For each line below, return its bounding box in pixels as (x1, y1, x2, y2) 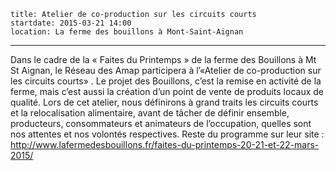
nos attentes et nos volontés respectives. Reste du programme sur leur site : (10, 128, 325, 140)
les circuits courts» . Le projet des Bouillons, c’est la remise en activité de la (10, 75, 322, 87)
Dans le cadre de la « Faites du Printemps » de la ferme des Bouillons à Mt (10, 54, 317, 65)
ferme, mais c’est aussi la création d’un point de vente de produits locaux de (10, 86, 324, 97)
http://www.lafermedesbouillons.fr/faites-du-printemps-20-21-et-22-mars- (10, 139, 320, 150)
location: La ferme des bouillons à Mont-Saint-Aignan (10, 27, 244, 37)
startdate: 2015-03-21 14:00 (10, 18, 132, 28)
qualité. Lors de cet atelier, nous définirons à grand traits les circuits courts (10, 96, 319, 108)
